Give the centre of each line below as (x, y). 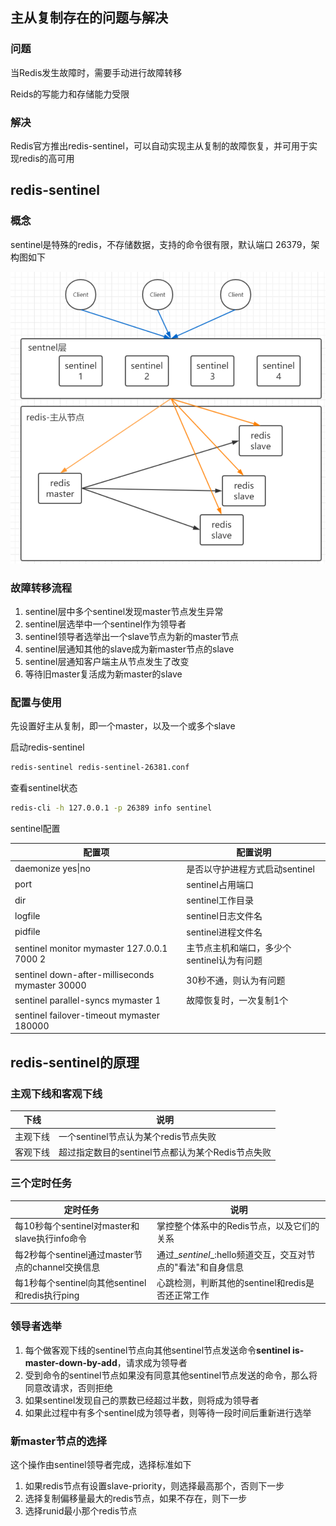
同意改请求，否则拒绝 (68, 1387)
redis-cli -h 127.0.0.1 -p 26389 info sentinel (111, 808)
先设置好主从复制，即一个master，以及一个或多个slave (123, 726)
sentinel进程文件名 (224, 932)
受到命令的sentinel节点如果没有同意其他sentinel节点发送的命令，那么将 (171, 1375)
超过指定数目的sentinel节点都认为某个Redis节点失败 (165, 1152)
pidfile (27, 932)
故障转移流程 (41, 588)
